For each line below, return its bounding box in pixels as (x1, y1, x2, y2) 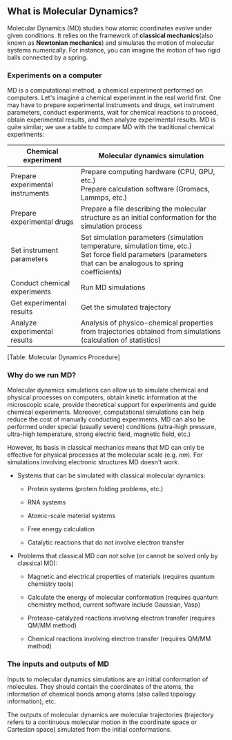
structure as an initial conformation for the (80, 213, 217, 222)
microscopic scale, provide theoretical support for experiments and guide (7, 401, 216, 409)
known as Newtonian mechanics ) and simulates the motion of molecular (7, 38, 215, 47)
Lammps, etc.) (80, 193, 128, 202)
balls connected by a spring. (7, 53, 88, 61)
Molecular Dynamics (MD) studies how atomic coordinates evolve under (7, 23, 213, 32)
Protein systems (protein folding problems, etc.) (27, 485, 164, 493)
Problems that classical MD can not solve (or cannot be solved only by (17, 552, 218, 560)
